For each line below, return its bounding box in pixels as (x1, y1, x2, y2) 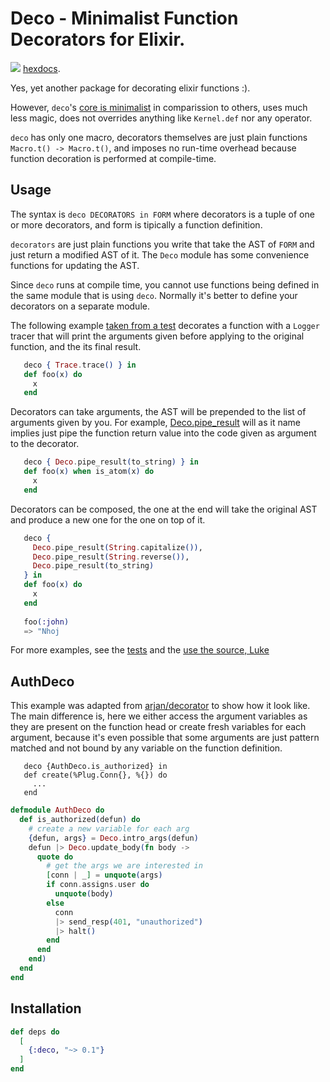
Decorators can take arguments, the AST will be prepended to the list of (10, 406, 307, 418)
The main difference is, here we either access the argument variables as (10, 710, 308, 722)
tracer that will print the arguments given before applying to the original (10, 330, 305, 342)
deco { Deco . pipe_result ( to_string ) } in (23, 457, 199, 467)
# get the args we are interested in (46, 861, 203, 871)
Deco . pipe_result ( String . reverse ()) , (32, 552, 190, 562)
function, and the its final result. (10, 340, 142, 352)
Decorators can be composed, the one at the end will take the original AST (10, 503, 318, 515)
